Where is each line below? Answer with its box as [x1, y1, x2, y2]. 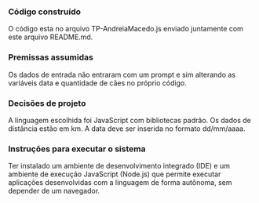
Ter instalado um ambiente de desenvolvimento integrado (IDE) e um [8, 161, 230, 171]
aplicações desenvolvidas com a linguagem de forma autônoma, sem [8, 178, 232, 187]
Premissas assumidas [8, 52, 94, 63]
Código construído [8, 6, 81, 17]
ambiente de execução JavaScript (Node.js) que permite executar [8, 169, 221, 179]
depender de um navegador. [8, 187, 100, 196]
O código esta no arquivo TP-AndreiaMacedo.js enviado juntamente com [8, 24, 243, 34]
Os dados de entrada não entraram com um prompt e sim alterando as [8, 70, 236, 79]
